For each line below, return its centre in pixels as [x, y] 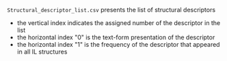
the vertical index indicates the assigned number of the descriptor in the [119, 23]
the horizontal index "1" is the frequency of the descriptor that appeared [118, 44]
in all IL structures [42, 52]
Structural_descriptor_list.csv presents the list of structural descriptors [111, 10]
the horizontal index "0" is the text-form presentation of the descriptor [116, 37]
